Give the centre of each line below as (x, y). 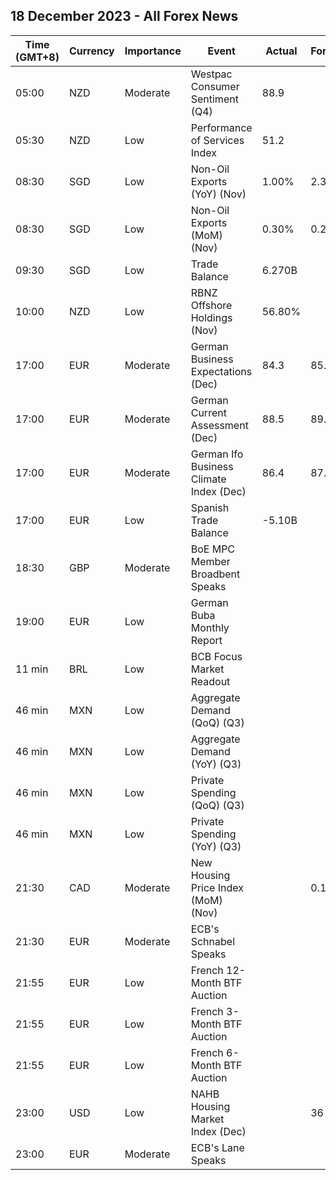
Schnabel (213, 941)
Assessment (219, 425)
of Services (217, 140)
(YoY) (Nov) (218, 194)
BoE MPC (213, 549)
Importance (153, 51)
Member (210, 561)
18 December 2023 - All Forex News (124, 16)
